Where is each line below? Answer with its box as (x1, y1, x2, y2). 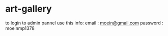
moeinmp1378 (5, 25, 35, 31)
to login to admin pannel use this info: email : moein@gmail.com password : (5, 20, 164, 26)
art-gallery (5, 3, 52, 15)
